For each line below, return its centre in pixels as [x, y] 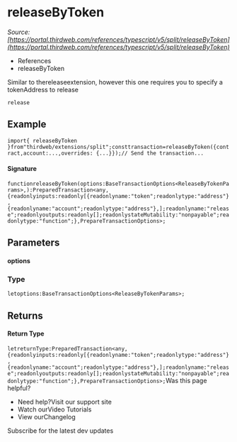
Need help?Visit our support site [64, 402]
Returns [25, 315]
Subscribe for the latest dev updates [60, 431]
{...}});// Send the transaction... [150, 153]
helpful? [19, 388]
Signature [22, 169]
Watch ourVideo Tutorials [54, 409]
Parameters [34, 243]
